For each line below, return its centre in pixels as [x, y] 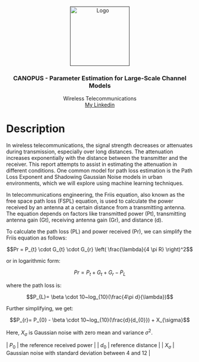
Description [36, 129]
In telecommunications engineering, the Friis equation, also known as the [96, 195]
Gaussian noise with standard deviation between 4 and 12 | [78, 353]
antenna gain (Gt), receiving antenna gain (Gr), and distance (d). [85, 220]
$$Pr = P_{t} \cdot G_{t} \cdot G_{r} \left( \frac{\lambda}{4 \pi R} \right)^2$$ [100, 250]
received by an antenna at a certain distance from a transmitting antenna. [96, 207]
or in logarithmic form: [33, 261]
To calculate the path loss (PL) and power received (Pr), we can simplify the [99, 232]
